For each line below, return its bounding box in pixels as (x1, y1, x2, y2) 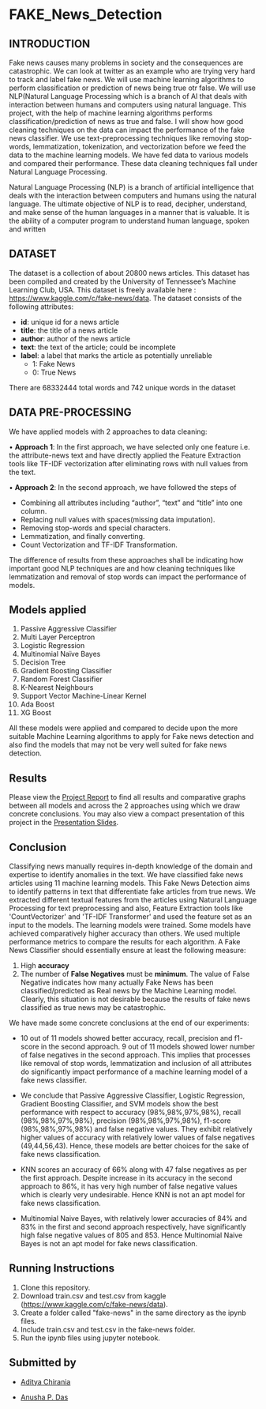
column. (20, 506, 47, 515)
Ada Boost (20, 699, 54, 709)
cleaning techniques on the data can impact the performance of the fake (9, 125, 245, 134)
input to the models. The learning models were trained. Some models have (9, 921, 252, 930)
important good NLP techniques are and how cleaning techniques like (9, 563, 236, 573)
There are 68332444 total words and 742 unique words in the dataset (9, 382, 236, 392)
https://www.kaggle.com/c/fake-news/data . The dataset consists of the (9, 293, 242, 303)
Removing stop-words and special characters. (20, 523, 170, 533)
